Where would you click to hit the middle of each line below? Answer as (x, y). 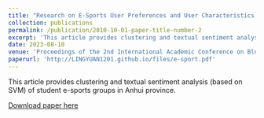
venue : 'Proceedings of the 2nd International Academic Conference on (126, 52)
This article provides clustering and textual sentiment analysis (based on (125, 81)
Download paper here (43, 105)
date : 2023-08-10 (37, 45)
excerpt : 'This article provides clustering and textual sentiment (121, 37)
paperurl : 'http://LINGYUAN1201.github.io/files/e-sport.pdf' (112, 60)
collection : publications (50, 23)
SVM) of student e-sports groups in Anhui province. (92, 90)
